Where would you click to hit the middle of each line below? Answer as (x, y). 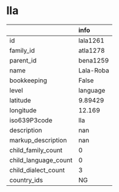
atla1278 (92, 50)
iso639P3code (31, 120)
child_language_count (41, 160)
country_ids (26, 180)
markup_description (38, 140)
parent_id (23, 60)
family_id (22, 50)
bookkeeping (28, 80)
